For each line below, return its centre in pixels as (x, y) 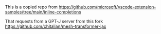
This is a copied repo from (31, 7)
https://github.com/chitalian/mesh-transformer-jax (56, 26)
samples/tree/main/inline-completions (43, 12)
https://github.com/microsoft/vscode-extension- (107, 7)
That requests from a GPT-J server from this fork (54, 21)
